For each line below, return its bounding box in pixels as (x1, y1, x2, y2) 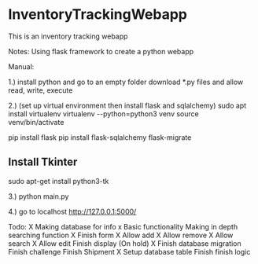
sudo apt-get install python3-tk (8, 176, 109, 185)
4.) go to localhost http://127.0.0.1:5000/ (8, 207, 137, 216)
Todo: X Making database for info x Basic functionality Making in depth (8, 222, 238, 231)
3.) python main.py (8, 191, 69, 201)
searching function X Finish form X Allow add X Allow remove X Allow (8, 230, 234, 240)
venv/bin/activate (8, 117, 64, 126)
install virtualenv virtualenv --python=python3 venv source (8, 108, 199, 119)
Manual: (8, 61, 35, 71)
